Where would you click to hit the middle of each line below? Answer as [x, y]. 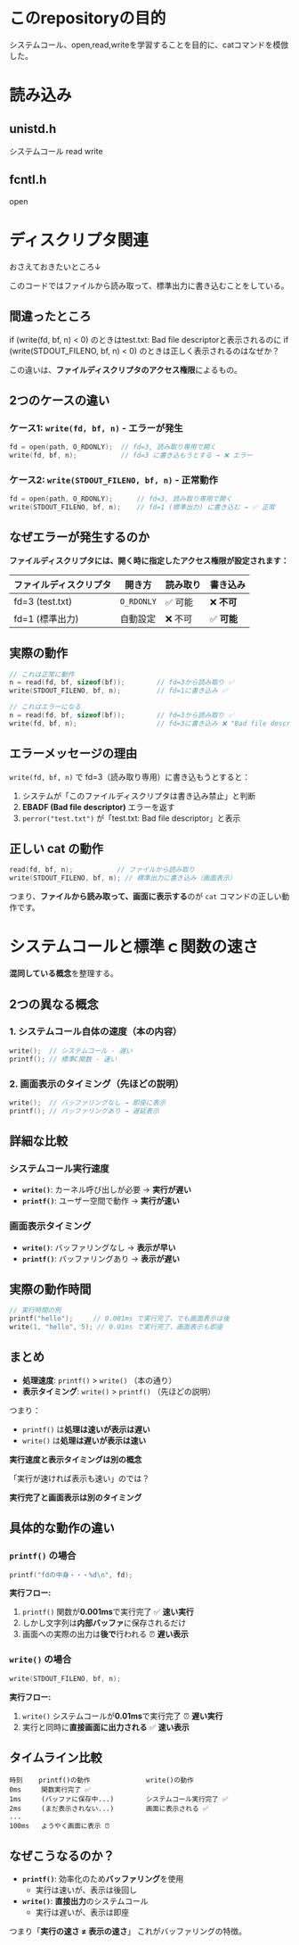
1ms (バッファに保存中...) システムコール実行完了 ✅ [119, 1800]
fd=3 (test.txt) [43, 601]
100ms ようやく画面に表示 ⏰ [60, 1826]
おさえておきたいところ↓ [55, 266]
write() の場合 [40, 1659]
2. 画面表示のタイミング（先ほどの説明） [97, 1083]
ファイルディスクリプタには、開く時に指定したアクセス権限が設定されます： [149, 560]
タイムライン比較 [56, 1758]
